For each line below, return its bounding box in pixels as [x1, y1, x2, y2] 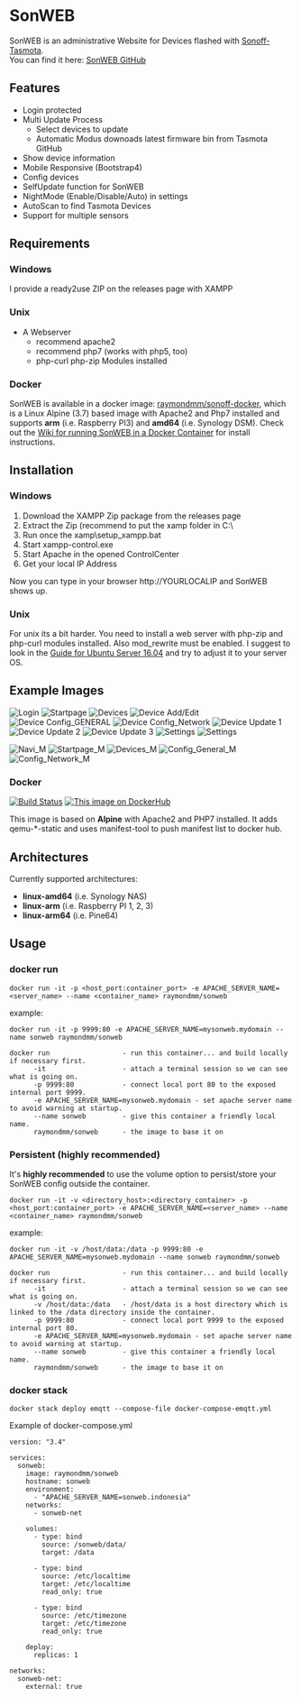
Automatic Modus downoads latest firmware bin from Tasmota [35, 133, 269, 144]
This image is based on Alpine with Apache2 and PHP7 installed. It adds [9, 813, 278, 825]
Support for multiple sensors [22, 209, 129, 221]
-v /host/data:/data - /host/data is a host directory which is [32, 1299, 288, 1308]
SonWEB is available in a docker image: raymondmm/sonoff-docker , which [9, 399, 287, 409]
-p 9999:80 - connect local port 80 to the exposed [32, 1079, 277, 1089]
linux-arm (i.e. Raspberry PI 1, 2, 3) [22, 900, 154, 911]
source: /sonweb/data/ [41, 1540, 127, 1549]
